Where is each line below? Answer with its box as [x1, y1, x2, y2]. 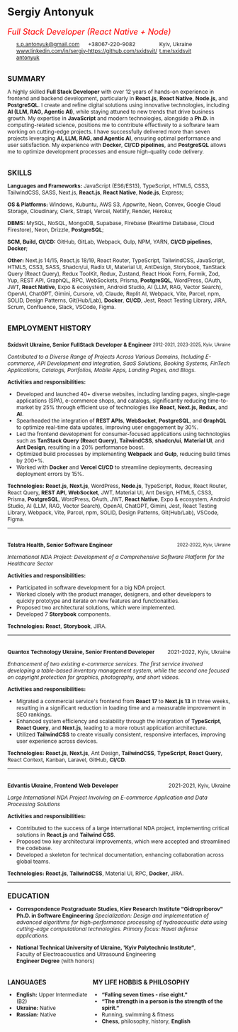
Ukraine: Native [16, 1004, 57, 1011]
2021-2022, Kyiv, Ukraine [167, 648, 231, 656]
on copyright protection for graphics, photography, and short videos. [7, 673, 181, 681]
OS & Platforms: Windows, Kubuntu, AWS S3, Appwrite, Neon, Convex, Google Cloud [7, 200, 221, 208]
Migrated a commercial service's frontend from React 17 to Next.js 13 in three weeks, [16, 697, 230, 705]
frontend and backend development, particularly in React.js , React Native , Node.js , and [7, 94, 228, 102]
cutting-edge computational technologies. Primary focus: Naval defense [16, 925, 198, 933]
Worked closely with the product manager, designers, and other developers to [16, 590, 212, 598]
